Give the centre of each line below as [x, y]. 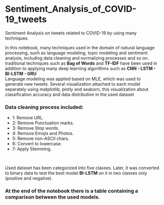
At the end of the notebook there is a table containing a [72, 191]
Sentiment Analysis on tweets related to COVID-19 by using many [71, 33]
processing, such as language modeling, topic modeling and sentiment [76, 53]
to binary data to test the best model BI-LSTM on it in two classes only [76, 173]
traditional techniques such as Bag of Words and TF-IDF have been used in [81, 63]
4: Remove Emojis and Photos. [43, 134]
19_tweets [26, 19]
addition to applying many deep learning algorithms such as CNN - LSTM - [80, 68]
